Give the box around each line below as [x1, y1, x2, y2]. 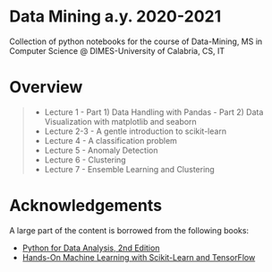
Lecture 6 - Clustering [44, 154, 127, 165]
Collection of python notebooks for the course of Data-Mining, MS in [9, 36, 263, 47]
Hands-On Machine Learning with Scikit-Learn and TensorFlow [21, 251, 256, 262]
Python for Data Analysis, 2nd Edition [21, 242, 160, 253]
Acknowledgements [9, 196, 163, 216]
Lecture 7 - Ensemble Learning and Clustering [44, 163, 215, 174]
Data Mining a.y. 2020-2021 [9, 6, 222, 27]
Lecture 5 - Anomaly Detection [44, 145, 158, 155]
